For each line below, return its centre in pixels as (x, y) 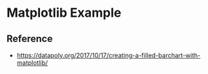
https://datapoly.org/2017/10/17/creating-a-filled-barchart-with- (109, 55)
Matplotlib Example (64, 13)
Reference (30, 39)
